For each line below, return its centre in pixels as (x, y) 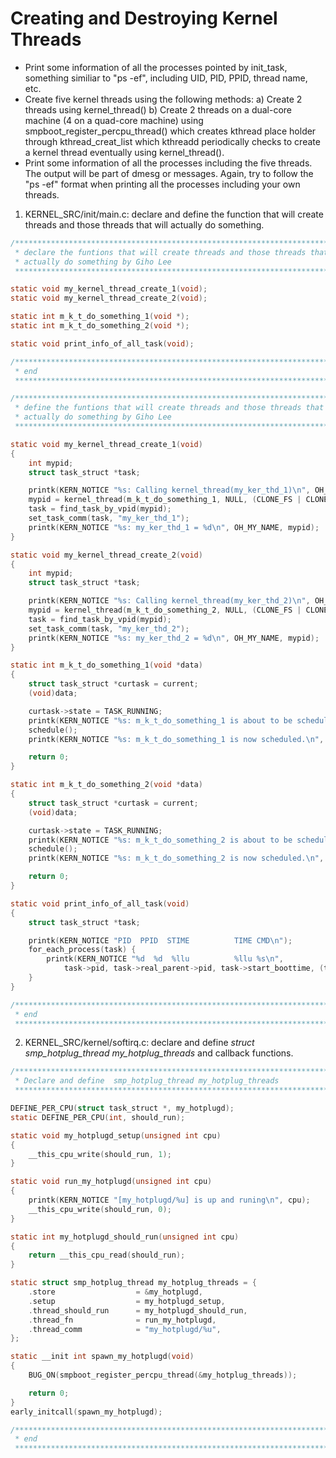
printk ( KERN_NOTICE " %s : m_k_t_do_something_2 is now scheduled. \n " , (176, 858)
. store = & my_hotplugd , (115, 1292)
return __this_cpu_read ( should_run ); (107, 1255)
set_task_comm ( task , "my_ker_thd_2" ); (109, 628)
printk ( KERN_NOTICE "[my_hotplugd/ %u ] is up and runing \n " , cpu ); (169, 1200)
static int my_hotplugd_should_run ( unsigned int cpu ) (125, 1237)
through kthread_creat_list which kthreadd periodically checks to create (172, 141)
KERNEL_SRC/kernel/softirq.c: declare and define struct (139, 1043)
